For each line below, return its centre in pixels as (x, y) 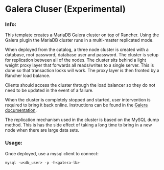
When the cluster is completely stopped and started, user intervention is (78, 100)
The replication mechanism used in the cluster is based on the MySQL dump (82, 120)
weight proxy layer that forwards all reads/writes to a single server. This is (80, 65)
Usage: (14, 143)
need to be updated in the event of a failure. (49, 90)
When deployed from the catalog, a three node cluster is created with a (77, 49)
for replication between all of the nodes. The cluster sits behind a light (76, 60)
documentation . (21, 110)
